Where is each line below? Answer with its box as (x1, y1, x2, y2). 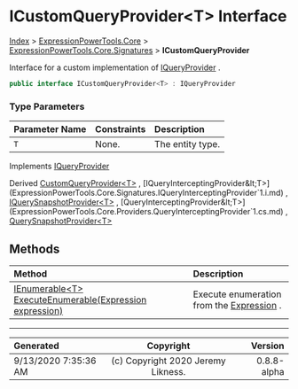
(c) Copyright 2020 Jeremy (110, 354, 226, 367)
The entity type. (153, 138, 220, 151)
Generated (13, 339, 59, 352)
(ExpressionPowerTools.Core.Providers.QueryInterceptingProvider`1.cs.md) (9, 206, 284, 217)
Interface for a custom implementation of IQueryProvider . (9, 62, 221, 73)
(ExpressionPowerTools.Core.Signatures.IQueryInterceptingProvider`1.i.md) (9, 188, 284, 198)
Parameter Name (13, 123, 87, 136)
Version (250, 339, 285, 352)
